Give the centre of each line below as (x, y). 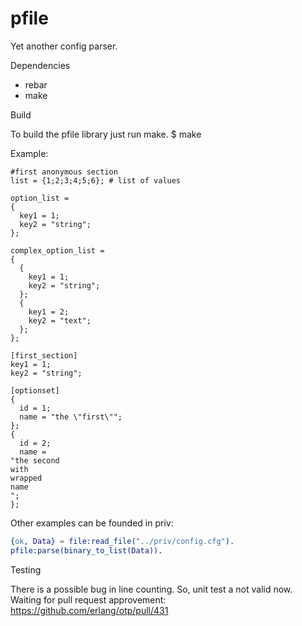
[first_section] (44, 355)
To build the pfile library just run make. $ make (106, 134)
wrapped (26, 478)
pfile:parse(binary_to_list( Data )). (86, 550)
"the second (35, 460)
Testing (26, 569)
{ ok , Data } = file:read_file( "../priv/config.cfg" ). (122, 541)
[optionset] (35, 390)
